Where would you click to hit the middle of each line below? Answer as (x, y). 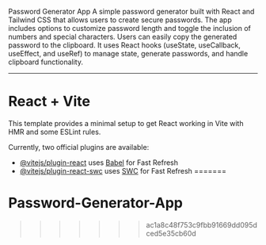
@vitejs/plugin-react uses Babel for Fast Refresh (99, 163)
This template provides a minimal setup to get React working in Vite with (126, 123)
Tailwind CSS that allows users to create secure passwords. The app (120, 20)
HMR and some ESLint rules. (55, 132)
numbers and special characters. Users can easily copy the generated (123, 36)
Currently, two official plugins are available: (79, 147)
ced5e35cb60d (171, 233)
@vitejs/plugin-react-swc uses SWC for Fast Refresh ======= (123, 170)
